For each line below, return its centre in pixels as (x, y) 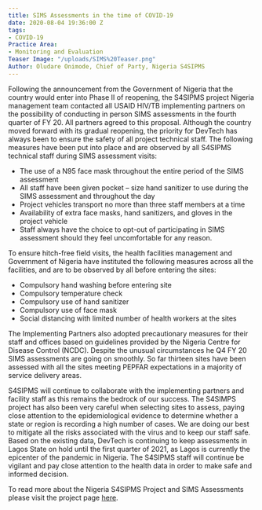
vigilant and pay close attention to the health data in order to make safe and (130, 465)
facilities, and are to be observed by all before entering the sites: (112, 270)
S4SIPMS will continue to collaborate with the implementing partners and (126, 391)
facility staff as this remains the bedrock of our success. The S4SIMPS (122, 398)
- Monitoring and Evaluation (56, 52)
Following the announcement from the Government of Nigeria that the (121, 89)
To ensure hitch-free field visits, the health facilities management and (120, 253)
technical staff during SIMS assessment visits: (82, 156)
